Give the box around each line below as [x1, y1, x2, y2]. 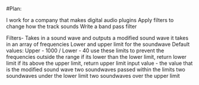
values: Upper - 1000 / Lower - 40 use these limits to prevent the [6, 47, 165, 54]
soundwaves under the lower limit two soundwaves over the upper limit [6, 73, 180, 79]
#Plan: [6, 5, 22, 12]
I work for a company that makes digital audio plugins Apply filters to [6, 17, 174, 23]
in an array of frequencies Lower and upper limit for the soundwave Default [6, 41, 190, 48]
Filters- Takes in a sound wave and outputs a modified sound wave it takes [6, 34, 188, 41]
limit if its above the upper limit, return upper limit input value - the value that [6, 59, 193, 67]
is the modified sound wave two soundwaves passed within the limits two [6, 66, 185, 73]
